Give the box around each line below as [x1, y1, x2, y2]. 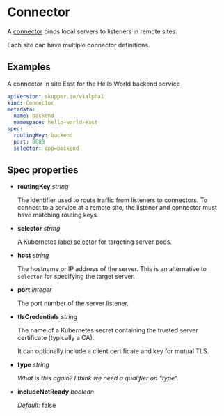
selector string [17, 224, 61, 233]
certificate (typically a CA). [17, 334, 95, 342]
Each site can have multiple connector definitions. [7, 40, 150, 49]
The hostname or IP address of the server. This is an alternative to [17, 265, 207, 273]
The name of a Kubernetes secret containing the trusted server [17, 326, 198, 334]
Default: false [17, 401, 56, 410]
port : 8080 [13, 138, 45, 145]
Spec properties [7, 164, 79, 176]
